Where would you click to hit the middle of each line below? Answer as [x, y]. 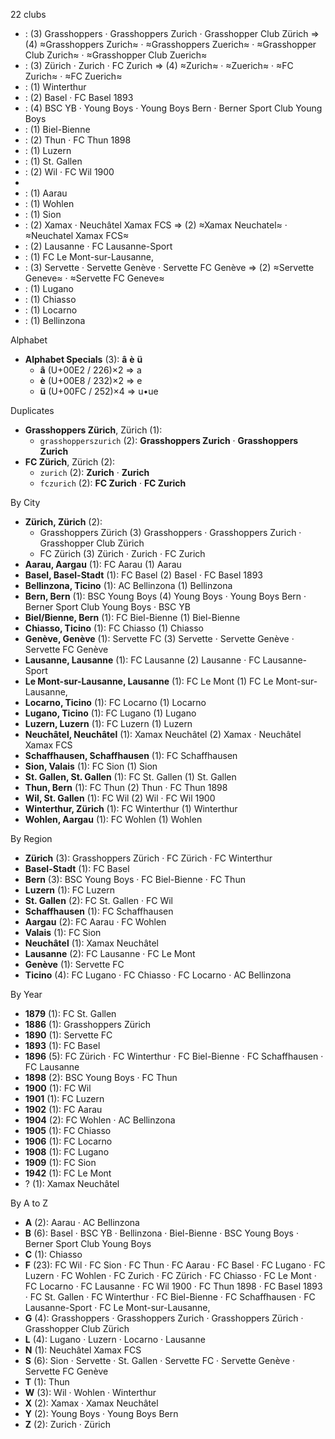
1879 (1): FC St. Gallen [70, 1013]
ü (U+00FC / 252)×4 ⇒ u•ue [99, 391]
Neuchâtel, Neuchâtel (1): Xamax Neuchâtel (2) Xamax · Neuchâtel [163, 734]
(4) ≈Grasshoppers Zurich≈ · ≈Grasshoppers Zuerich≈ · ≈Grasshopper [170, 44]
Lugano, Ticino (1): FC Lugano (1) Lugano [110, 713]
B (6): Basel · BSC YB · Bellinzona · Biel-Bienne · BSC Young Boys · [161, 1233]
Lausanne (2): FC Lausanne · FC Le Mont [110, 953]
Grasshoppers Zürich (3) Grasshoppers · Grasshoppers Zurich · [170, 532]
